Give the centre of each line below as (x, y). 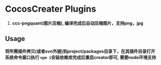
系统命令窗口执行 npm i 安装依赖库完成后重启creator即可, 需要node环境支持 (80, 57)
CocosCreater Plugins (51, 9)
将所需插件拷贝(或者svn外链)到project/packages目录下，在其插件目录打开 (80, 51)
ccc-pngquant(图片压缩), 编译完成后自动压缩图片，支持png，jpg (78, 23)
